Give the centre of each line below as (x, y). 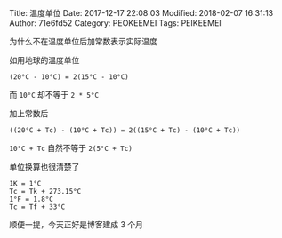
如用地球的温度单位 (44, 60)
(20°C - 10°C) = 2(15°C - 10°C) (69, 77)
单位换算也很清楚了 (44, 167)
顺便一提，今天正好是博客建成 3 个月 (77, 224)
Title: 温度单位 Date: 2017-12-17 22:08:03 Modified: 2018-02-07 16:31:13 (141, 13)
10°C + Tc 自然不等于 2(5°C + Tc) (71, 148)
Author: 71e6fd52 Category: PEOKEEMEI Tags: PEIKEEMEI (116, 23)
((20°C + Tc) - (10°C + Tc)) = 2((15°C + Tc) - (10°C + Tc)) (125, 131)
